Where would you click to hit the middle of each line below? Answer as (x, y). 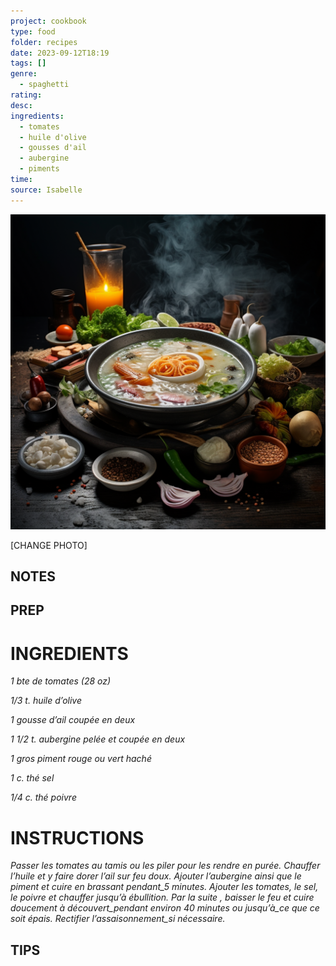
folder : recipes (44, 42)
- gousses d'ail (53, 148)
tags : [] (28, 63)
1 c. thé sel (32, 778)
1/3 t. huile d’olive (46, 701)
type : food (33, 31)
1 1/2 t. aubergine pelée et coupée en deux (98, 739)
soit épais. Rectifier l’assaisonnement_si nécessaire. (118, 919)
